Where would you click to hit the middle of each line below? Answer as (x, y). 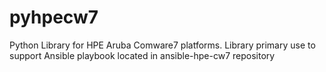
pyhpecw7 (54, 17)
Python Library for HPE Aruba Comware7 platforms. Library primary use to (162, 45)
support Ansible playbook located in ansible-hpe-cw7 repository (142, 55)
